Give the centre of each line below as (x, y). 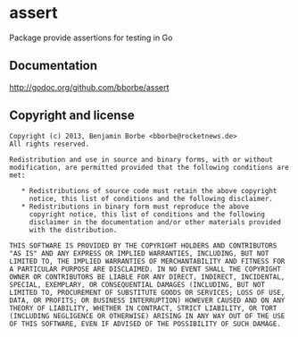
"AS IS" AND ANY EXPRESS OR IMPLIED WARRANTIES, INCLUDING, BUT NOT (139, 253)
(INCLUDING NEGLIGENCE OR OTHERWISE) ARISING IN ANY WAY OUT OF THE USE (147, 316)
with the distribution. (73, 230)
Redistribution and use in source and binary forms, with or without (141, 159)
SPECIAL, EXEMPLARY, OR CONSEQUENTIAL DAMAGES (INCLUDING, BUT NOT (137, 284)
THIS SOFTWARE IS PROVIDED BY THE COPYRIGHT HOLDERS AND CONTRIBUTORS (143, 245)
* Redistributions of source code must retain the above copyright (149, 190)
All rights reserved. (50, 144)
